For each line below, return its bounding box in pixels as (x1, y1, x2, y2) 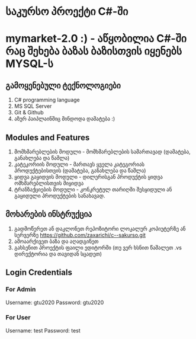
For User (5, 314, 31, 322)
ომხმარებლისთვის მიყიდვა (14, 180, 84, 187)
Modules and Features (5, 132, 90, 142)
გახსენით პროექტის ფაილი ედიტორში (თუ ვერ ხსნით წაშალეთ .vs (14, 244, 182, 251)
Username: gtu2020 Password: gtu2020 (5, 299, 104, 306)
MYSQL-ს (5, 57, 54, 71)
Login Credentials (5, 267, 72, 277)
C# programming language (14, 97, 81, 104)
